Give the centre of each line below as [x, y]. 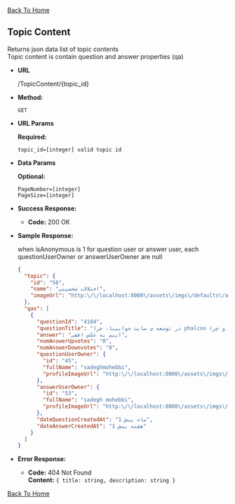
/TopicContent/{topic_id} [53, 84]
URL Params [35, 123]
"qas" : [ [37, 309]
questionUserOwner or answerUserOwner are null [90, 256]
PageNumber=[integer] [49, 189]
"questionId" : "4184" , [69, 321]
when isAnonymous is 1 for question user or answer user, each [108, 249]
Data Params [36, 163]
